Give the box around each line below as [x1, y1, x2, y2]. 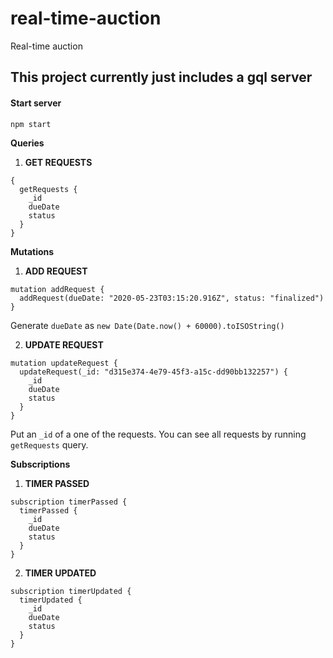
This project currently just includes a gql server [10, 69, 313, 86]
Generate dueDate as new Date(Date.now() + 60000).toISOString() [10, 319, 285, 331]
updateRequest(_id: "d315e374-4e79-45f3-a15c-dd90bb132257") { [19, 367, 288, 377]
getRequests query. [10, 438, 89, 451]
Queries [10, 137, 45, 149]
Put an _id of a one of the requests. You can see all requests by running [10, 428, 307, 440]
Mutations [10, 245, 55, 257]
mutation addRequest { [10, 284, 105, 294]
